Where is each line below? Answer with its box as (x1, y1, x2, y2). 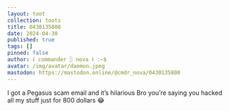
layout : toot (7, 10, 46, 18)
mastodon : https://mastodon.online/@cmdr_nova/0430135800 (7, 69, 181, 76)
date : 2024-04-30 (7, 30, 58, 37)
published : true (7, 37, 55, 44)
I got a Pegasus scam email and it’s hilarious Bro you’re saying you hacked (7, 89, 223, 97)
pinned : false (7, 50, 49, 57)
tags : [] (7, 43, 33, 50)
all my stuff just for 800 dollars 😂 (7, 96, 105, 104)
